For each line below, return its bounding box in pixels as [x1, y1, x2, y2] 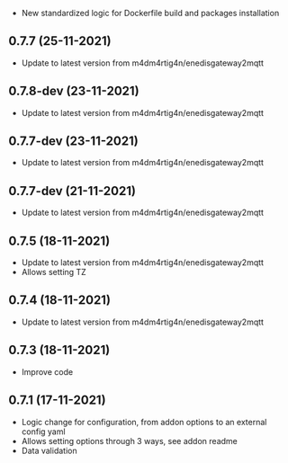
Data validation [21, 445, 77, 456]
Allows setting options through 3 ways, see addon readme [21, 435, 238, 446]
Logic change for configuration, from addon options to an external [21, 416, 267, 427]
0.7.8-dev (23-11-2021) [8, 84, 140, 99]
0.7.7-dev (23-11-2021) [8, 134, 139, 149]
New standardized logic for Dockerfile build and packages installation [21, 8, 280, 18]
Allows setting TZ [21, 267, 86, 278]
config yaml [21, 426, 66, 437]
